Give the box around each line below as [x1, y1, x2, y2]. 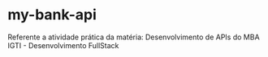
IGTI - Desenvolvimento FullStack [7, 40, 119, 50]
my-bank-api [7, 6, 97, 24]
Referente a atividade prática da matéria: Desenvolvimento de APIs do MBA [7, 32, 261, 42]
